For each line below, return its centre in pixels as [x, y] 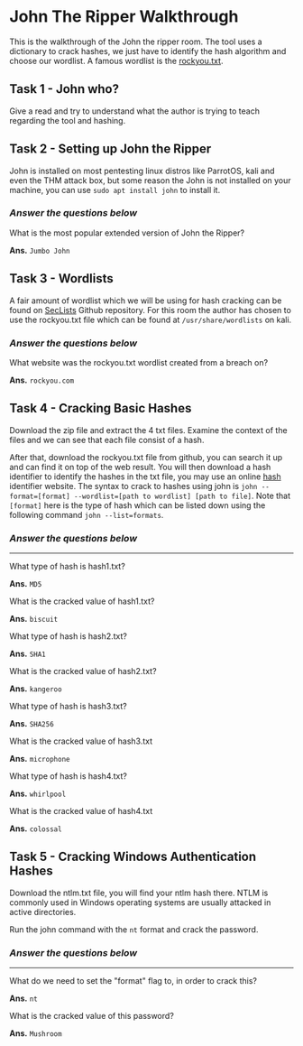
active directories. [43, 912]
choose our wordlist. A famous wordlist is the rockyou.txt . [116, 60]
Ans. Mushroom [36, 1033]
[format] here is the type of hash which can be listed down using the [138, 505]
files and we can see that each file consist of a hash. [107, 440]
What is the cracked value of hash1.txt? [82, 601]
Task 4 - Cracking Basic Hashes [101, 408]
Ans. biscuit [34, 619]
